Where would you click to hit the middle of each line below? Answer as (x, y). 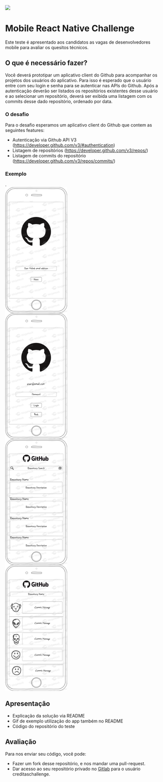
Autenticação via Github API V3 (44, 140)
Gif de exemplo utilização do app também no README (68, 721)
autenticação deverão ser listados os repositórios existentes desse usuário (81, 91)
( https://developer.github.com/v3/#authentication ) (64, 145)
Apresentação (28, 704)
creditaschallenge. (31, 774)
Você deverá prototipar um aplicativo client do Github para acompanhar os (81, 75)
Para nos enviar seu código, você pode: (46, 754)
